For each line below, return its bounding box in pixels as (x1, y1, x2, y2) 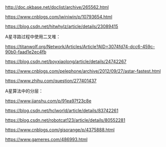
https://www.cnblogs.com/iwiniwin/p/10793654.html (5, 14, 113, 19)
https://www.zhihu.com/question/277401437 (5, 78, 97, 83)
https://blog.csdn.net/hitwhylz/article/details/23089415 (5, 23, 118, 29)
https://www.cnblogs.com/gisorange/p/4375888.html (5, 127, 115, 133)
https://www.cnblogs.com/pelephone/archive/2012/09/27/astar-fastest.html (5, 68, 161, 74)
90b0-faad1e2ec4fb (5, 49, 46, 55)
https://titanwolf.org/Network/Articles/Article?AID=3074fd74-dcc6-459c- (5, 44, 155, 49)
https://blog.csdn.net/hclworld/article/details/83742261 (5, 108, 118, 113)
